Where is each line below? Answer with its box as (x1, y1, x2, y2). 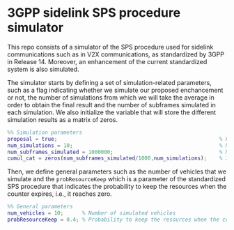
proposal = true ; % (7, 135, 223, 142)
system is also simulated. (7, 65, 79, 73)
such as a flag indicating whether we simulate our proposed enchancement (7, 86, 224, 94)
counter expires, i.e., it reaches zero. (7, 190, 113, 198)
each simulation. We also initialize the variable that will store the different (7, 108, 217, 116)
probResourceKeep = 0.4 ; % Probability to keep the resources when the (7, 216, 219, 224)
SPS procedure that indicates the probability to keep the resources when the (7, 183, 227, 191)
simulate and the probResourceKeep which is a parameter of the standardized (7, 175, 226, 183)
